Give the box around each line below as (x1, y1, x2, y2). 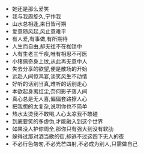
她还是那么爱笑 (11, 5, 49, 12)
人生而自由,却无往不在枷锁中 (11, 43, 82, 50)
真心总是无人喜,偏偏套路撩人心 (11, 95, 88, 102)
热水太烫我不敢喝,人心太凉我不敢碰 (11, 110, 98, 117)
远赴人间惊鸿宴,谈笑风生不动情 (11, 73, 88, 80)
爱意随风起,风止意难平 (11, 28, 67, 35)
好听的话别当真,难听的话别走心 (11, 80, 88, 87)
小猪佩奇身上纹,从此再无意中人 (11, 58, 88, 65)
